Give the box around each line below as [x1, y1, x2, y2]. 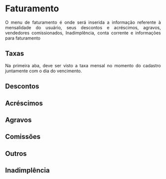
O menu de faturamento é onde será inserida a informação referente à [5, 19, 161, 25]
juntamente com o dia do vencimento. [5, 68, 83, 74]
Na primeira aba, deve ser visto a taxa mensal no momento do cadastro [5, 62, 161, 68]
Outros [5, 149, 27, 158]
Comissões [5, 133, 41, 141]
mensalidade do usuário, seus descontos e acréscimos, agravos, [5, 24, 161, 30]
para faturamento [5, 35, 41, 41]
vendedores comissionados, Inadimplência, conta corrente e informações [5, 30, 161, 36]
